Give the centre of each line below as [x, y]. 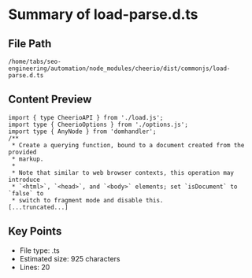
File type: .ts [40, 250]
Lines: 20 [35, 267]
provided [22, 152]
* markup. [28, 159]
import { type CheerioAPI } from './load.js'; [86, 117]
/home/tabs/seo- [35, 61]
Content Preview [50, 100]
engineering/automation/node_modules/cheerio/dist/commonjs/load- [119, 69]
